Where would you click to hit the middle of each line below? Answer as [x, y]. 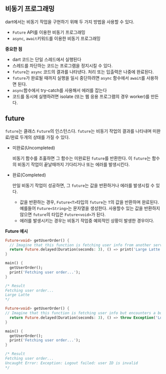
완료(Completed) [29, 175]
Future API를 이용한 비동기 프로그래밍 [49, 32]
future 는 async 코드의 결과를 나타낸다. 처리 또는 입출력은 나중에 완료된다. [83, 72]
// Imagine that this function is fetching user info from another [81, 245]
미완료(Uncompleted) [34, 148]
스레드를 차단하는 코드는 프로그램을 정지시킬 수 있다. [62, 65]
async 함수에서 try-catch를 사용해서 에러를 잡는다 [60, 90]
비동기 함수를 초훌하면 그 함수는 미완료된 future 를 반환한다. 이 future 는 [82, 158]
